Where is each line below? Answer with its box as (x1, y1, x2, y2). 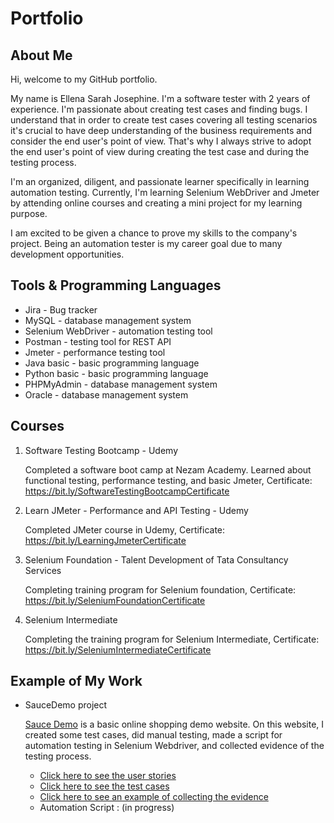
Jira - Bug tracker (24, 303, 98, 316)
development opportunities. (10, 248, 125, 260)
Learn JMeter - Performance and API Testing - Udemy (24, 504, 249, 516)
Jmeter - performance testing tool (24, 346, 166, 358)
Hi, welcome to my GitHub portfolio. (10, 73, 158, 85)
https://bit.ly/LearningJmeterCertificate (24, 534, 187, 546)
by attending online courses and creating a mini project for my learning (10, 197, 303, 209)
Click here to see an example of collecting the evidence (39, 791, 269, 803)
